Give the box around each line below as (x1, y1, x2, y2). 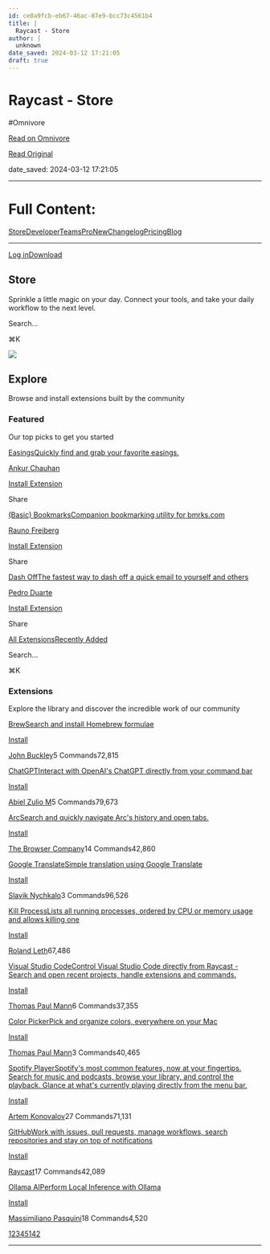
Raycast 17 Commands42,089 (8, 1166, 106, 1176)
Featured (8, 414, 45, 425)
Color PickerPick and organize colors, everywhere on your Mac (8, 1016, 219, 1026)
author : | (8, 34, 42, 43)
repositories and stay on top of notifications (8, 1135, 153, 1145)
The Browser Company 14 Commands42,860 (8, 843, 156, 853)
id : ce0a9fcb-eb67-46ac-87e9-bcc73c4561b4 (8, 11, 153, 20)
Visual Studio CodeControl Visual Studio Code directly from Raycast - (8, 961, 239, 970)
